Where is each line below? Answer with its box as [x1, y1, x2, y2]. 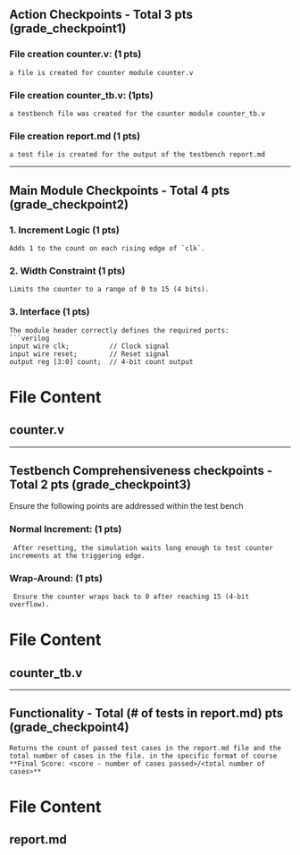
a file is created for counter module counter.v [9, 68, 194, 77]
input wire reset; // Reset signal [9, 349, 170, 359]
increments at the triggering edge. [9, 551, 146, 560]
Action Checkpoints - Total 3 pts [9, 7, 194, 22]
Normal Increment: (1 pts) [9, 523, 122, 536]
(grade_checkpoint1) [9, 21, 127, 37]
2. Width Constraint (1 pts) [9, 264, 126, 276]
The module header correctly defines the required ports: [9, 326, 229, 334]
